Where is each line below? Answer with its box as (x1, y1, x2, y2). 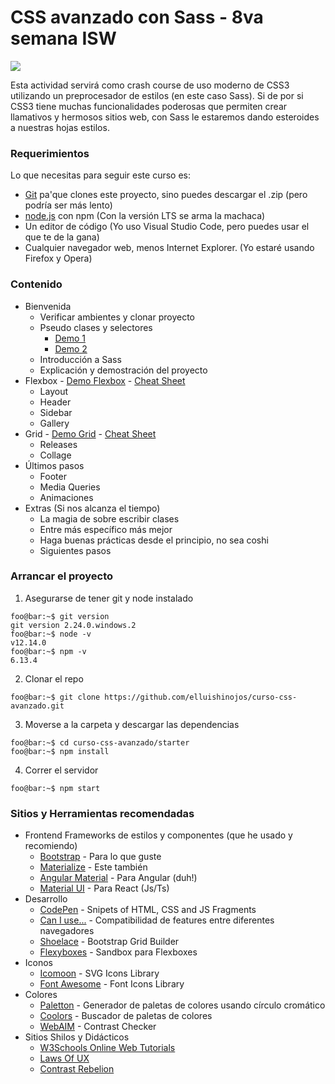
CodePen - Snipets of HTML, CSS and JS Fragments (39, 904, 257, 916)
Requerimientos (10, 146, 90, 160)
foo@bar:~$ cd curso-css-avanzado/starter (10, 737, 190, 748)
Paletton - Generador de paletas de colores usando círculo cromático (39, 999, 326, 1011)
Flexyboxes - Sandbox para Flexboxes (39, 946, 198, 958)
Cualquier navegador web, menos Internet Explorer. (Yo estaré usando (24, 242, 315, 254)
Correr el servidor (24, 764, 99, 776)
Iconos (24, 957, 54, 969)
